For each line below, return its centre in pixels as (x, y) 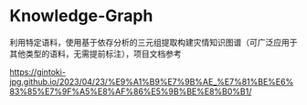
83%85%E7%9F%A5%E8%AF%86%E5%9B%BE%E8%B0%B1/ (131, 91)
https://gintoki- (38, 72)
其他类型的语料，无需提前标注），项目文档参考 (95, 53)
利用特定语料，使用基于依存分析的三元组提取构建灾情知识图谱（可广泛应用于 (153, 42)
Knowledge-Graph (81, 16)
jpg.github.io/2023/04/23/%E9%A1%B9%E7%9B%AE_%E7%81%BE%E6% (152, 81)
